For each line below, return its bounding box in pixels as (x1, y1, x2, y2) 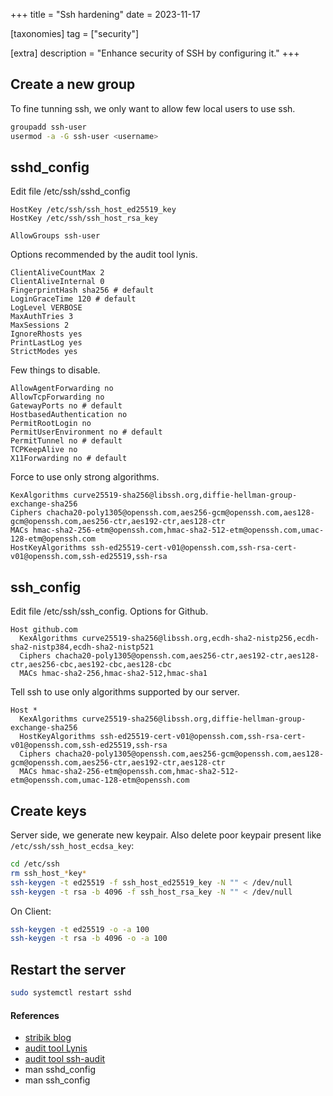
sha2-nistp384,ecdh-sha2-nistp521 (10, 642, 155, 653)
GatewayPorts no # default (10, 401, 123, 411)
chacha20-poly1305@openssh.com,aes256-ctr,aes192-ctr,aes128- (54, 651, 320, 661)
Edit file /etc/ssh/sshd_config (10, 185, 131, 198)
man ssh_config (24, 1074, 91, 1086)
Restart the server (10, 961, 127, 978)
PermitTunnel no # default (10, 436, 123, 446)
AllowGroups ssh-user (10, 231, 101, 241)
